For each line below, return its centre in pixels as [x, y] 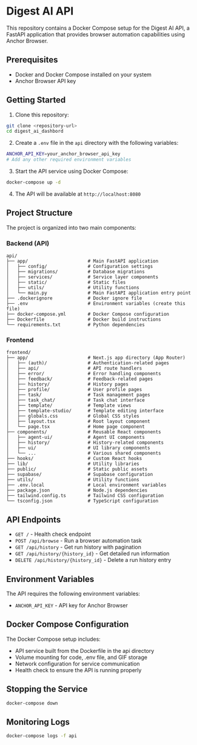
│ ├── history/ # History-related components [85, 443]
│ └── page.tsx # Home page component [76, 427]
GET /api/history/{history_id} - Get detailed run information [92, 553]
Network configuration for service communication [78, 663]
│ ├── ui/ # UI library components [78, 448]
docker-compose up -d [34, 182]
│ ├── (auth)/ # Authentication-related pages [88, 363]
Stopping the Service [47, 689]
